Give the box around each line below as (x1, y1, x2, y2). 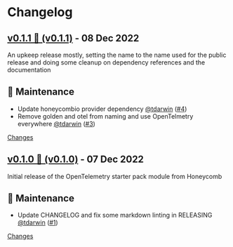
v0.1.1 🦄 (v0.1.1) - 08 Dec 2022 (7, 32, 140, 44)
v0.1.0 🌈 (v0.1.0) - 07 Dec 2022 (7, 154, 144, 166)
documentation (7, 66, 51, 74)
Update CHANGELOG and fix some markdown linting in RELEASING (17, 211, 213, 220)
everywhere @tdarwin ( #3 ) (17, 119, 96, 128)
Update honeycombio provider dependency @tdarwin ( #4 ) (17, 105, 187, 113)
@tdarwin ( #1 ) (17, 218, 58, 227)
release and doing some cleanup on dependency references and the (7, 58, 206, 67)
